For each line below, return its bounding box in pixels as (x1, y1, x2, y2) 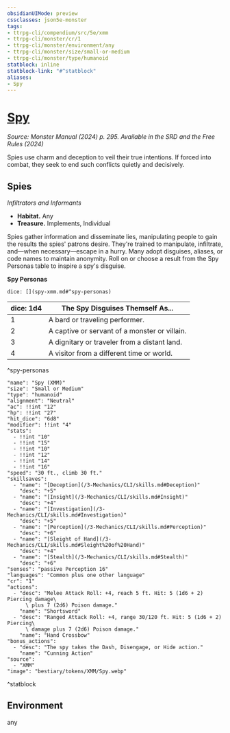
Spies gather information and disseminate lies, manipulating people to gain (7, 233, 218, 240)
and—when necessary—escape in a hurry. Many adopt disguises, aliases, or (7, 247, 223, 255)
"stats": (7, 427, 32, 434)
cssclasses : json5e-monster (7, 16, 88, 23)
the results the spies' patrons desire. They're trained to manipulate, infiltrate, (7, 240, 223, 248)
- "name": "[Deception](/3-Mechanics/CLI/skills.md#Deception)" (13, 482, 201, 488)
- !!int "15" (13, 440, 51, 447)
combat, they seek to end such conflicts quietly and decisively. (7, 161, 185, 169)
